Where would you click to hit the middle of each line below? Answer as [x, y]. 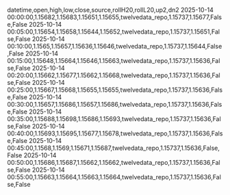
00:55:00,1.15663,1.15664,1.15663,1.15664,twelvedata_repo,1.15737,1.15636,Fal [114, 177]
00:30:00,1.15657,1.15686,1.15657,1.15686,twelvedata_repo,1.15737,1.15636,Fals [115, 104]
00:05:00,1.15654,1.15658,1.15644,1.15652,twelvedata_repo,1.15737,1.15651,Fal [114, 31]
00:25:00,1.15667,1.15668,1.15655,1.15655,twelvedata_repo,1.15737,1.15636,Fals [115, 90]
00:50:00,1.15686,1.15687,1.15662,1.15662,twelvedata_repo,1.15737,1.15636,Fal [114, 162]
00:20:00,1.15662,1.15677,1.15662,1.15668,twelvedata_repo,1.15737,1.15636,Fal [114, 75]
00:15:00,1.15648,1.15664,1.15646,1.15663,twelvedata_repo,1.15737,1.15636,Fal [114, 61]
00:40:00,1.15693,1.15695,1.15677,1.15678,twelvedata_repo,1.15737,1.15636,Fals [115, 133]
